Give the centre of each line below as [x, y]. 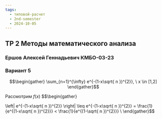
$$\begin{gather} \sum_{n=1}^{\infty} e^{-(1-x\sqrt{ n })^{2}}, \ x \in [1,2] [83, 81]
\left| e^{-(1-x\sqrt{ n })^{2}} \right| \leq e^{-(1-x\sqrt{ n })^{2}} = [71, 106]
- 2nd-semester [25, 19]
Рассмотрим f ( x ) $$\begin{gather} [41, 96]
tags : [11, 10]
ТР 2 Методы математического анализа [71, 43]
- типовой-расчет [27, 14]
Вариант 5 [18, 71]
